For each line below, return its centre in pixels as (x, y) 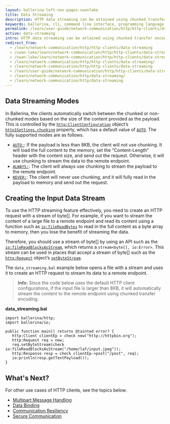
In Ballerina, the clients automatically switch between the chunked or (77, 113)
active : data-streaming (30, 33)
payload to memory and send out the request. (60, 182)
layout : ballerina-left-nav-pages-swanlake (52, 10)
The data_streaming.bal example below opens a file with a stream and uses (84, 268)
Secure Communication (37, 416)
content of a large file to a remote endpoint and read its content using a (79, 221)
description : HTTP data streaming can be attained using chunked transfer (86, 19)
